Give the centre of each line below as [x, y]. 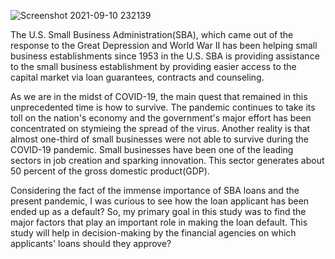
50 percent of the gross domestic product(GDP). [110, 171]
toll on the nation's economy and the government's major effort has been [161, 118]
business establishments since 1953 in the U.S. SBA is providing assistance [165, 56]
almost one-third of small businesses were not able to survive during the [159, 139]
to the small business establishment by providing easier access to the [153, 66]
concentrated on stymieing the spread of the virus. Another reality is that [160, 128]
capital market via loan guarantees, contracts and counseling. [137, 77]
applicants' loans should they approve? [91, 243]
